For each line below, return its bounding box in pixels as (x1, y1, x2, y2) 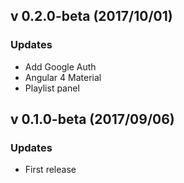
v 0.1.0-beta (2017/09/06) (10, 111, 175, 128)
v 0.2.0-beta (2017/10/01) (10, 8, 173, 25)
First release (24, 164, 77, 176)
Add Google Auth (24, 60, 97, 73)
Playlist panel (24, 82, 80, 94)
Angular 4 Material (24, 71, 102, 83)
